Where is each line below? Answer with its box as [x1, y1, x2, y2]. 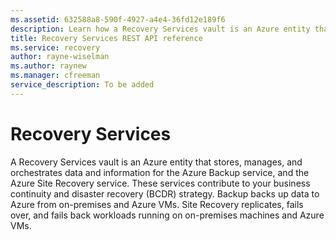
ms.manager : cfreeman [10, 71, 101, 81]
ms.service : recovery [10, 42, 101, 53]
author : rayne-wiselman [10, 52, 110, 62]
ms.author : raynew [10, 61, 87, 71]
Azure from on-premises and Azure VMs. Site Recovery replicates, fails [10, 198, 304, 210]
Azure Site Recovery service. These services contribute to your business [10, 177, 311, 189]
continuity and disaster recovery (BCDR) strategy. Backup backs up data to [10, 187, 320, 200]
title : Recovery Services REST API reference [10, 33, 203, 43]
